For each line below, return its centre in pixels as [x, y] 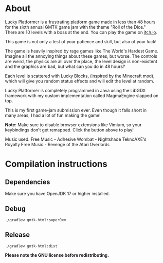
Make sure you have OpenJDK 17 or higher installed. [57, 193]
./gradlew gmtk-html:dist [31, 246]
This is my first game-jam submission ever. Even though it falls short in [76, 110]
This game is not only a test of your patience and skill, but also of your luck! [81, 41]
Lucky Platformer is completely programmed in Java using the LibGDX [75, 90]
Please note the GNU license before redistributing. [57, 255]
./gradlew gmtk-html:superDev [36, 220]
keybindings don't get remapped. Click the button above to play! [69, 130]
